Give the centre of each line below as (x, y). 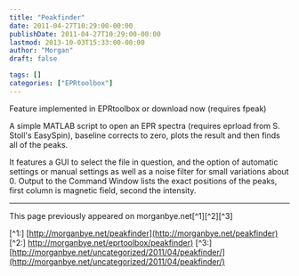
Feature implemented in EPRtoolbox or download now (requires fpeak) (138, 109)
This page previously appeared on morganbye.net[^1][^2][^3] (121, 215)
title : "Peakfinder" (48, 17)
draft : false (33, 59)
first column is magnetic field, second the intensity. (103, 190)
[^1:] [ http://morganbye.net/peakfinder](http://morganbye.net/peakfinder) (144, 233)
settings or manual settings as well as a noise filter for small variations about (149, 171)
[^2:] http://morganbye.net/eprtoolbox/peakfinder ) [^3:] (111, 242)
